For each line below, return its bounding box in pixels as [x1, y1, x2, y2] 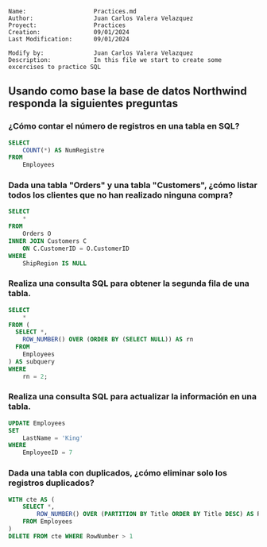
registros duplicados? [8, 477, 95, 488]
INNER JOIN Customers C [8, 237, 87, 245]
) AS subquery [8, 357, 56, 365]
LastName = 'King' [22, 433, 83, 442]
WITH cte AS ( [8, 495, 56, 503]
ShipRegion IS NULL [22, 259, 87, 268]
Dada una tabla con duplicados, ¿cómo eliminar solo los [8, 468, 228, 479]
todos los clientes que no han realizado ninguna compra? [8, 190, 234, 201]
